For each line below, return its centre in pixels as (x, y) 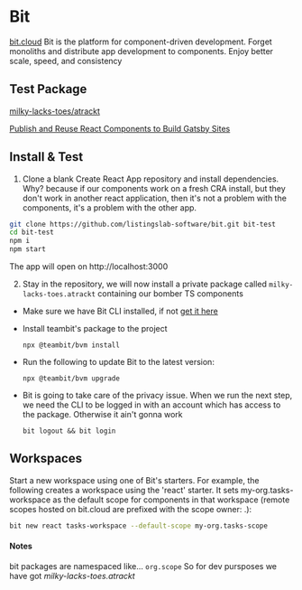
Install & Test (46, 157)
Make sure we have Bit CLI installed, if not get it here (120, 311)
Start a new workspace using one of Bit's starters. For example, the (134, 480)
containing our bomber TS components (170, 294)
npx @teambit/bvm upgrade (71, 379)
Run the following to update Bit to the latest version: (118, 362)
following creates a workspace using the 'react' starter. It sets (124, 490)
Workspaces (46, 459)
